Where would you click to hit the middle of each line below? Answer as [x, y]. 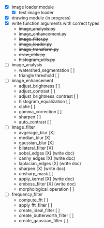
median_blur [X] [35, 138]
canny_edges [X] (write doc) [47, 158]
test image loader [36, 13]
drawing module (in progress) [41, 18]
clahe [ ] [27, 106]
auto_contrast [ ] [35, 122]
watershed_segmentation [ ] [47, 70]
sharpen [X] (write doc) [42, 168]
